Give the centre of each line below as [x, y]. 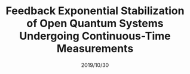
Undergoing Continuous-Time [95, 36]
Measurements [95, 49]
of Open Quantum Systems [95, 23]
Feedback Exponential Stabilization [95, 11]
